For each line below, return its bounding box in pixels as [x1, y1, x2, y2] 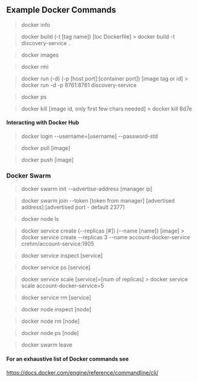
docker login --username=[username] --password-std [21, 132, 158, 140]
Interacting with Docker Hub [6, 119, 79, 126]
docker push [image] [21, 156, 74, 164]
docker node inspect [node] [21, 306, 91, 313]
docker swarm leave [21, 341, 73, 348]
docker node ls [21, 215, 59, 223]
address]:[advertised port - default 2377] [21, 204, 125, 211]
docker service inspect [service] [21, 252, 103, 259]
